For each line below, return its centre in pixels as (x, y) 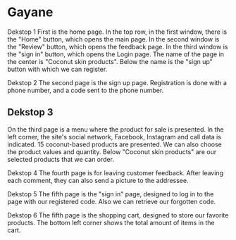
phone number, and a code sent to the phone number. (86, 90)
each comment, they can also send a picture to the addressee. (98, 180)
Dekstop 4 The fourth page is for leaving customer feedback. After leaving (116, 172)
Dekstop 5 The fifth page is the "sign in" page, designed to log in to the (111, 194)
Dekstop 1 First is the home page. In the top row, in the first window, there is (117, 32)
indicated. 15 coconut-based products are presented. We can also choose (114, 144)
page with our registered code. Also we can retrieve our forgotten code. (112, 201)
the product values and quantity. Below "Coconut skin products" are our (112, 151)
